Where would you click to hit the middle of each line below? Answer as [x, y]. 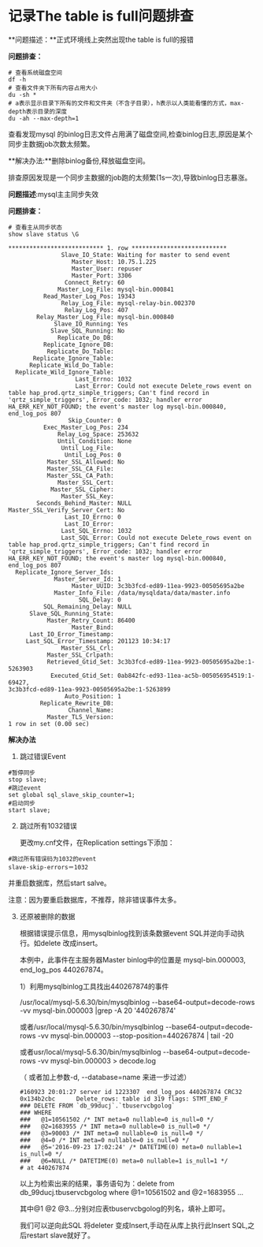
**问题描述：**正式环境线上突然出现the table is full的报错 [101, 39]
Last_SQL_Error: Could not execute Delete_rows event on [156, 538]
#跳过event [25, 788]
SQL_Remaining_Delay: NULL [87, 607]
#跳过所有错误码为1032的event [52, 859]
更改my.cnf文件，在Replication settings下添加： [97, 842]
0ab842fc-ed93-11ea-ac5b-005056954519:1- [186, 676]
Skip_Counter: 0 [95, 420]
